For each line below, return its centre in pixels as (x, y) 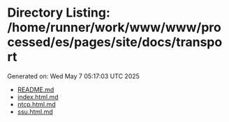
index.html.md (38, 97)
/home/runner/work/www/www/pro (114, 27)
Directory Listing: (59, 13)
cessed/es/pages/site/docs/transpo (115, 42)
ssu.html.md (35, 112)
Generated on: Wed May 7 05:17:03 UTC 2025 (73, 76)
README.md (36, 89)
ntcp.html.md (36, 104)
